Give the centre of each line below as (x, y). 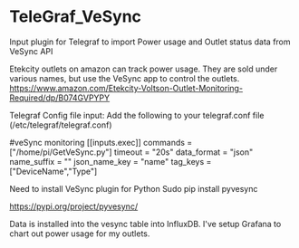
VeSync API (31, 51)
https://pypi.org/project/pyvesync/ (74, 206)
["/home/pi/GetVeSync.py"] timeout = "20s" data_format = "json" (131, 152)
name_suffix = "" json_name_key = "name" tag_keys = (111, 161)
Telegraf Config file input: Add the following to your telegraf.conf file (137, 115)
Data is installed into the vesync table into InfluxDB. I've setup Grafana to (145, 224)
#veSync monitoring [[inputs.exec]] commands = (101, 142)
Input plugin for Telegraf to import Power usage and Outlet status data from (150, 42)
